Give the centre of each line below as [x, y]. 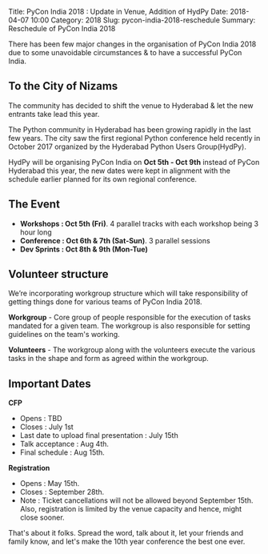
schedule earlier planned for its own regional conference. [103, 179]
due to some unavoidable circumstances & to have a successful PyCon [125, 52]
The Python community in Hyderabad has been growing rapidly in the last [130, 129]
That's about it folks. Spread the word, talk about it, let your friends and [126, 533]
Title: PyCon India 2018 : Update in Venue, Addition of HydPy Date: [118, 12]
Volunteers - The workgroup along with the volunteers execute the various [132, 350]
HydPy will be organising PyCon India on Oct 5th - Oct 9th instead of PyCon [134, 162]
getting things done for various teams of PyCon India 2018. [105, 302]
